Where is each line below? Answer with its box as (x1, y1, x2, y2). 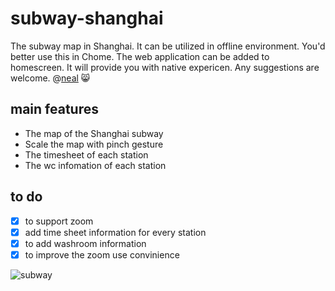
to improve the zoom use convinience (24, 248, 180, 261)
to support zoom (24, 215, 94, 227)
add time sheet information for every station (24, 226, 207, 238)
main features (10, 101, 99, 118)
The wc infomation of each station (24, 159, 167, 171)
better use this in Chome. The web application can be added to (10, 50, 270, 62)
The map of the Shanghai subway (24, 127, 164, 139)
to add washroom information (24, 237, 147, 249)
